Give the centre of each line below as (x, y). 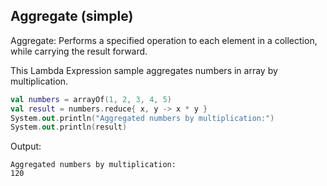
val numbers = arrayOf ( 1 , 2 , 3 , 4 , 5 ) (91, 99)
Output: (26, 146)
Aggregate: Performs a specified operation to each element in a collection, (164, 40)
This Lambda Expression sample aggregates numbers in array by (144, 70)
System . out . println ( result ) (69, 127)
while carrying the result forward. (79, 51)
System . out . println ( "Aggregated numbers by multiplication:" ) (142, 118)
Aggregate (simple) (72, 16)
